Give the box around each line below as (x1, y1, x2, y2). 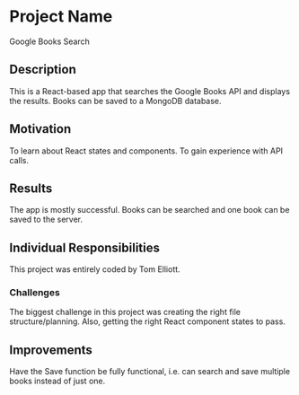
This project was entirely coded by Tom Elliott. (9, 264, 181, 275)
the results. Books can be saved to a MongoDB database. (9, 95, 222, 106)
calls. (9, 154, 30, 165)
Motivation (9, 121, 72, 136)
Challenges (9, 286, 60, 299)
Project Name (9, 6, 113, 27)
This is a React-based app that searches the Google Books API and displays (9, 85, 290, 96)
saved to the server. (9, 214, 84, 225)
